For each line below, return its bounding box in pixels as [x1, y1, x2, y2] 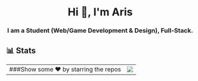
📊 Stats [6, 46, 36, 56]
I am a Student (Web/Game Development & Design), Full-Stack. [7, 27, 194, 35]
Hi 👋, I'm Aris [67, 5, 133, 19]
